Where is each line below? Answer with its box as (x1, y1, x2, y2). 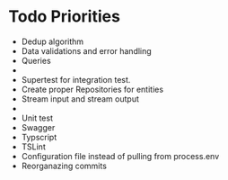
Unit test (21, 112, 53, 123)
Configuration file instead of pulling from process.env (21, 150, 220, 161)
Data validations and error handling (21, 45, 152, 56)
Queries (21, 55, 51, 66)
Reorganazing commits (21, 160, 107, 171)
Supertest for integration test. (21, 74, 131, 85)
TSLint (21, 141, 46, 152)
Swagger (21, 121, 56, 132)
